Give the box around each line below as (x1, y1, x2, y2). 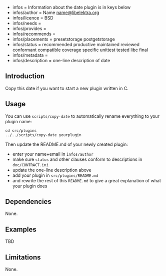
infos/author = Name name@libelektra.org (12, 10, 99, 16)
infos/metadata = (12, 52, 48, 58)
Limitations (5, 253, 41, 261)
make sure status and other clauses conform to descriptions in (12, 156, 142, 162)
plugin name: (5, 118, 32, 124)
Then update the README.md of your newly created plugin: (5, 141, 128, 147)
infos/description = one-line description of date (12, 58, 110, 63)
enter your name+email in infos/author (12, 151, 93, 157)
